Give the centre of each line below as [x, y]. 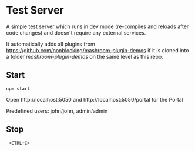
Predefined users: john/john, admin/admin [57, 111]
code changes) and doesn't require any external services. [76, 32]
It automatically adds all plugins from [51, 44]
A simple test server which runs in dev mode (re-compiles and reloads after [97, 26]
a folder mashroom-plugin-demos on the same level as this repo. [85, 56]
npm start [18, 89]
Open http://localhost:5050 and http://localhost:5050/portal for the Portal [95, 99]
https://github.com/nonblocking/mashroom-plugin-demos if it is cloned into [97, 50]
